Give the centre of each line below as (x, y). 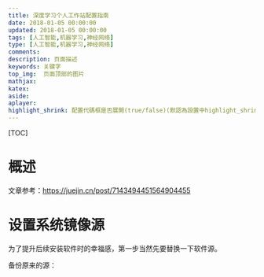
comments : (24, 52)
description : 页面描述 (43, 60)
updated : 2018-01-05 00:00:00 (58, 30)
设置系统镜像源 (57, 225)
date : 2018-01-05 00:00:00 (52, 23)
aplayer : (22, 103)
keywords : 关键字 (35, 67)
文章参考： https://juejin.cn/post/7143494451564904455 (99, 190)
